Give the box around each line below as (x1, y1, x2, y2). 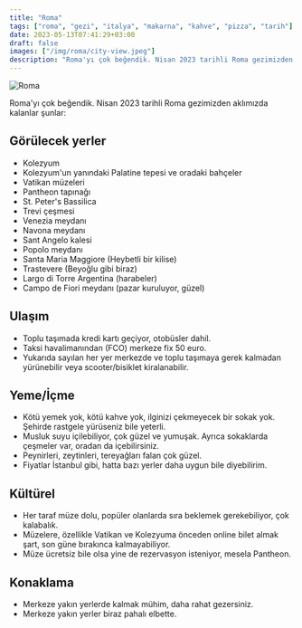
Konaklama (9, 575, 74, 590)
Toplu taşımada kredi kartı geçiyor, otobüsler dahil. (22, 332, 212, 344)
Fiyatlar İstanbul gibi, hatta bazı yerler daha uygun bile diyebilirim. (22, 460, 268, 471)
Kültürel (9, 486, 56, 501)
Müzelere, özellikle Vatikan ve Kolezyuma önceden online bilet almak (22, 529, 278, 540)
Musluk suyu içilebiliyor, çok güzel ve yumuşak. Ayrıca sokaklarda (22, 431, 269, 442)
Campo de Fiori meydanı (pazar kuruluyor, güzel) (22, 282, 205, 293)
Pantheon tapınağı (22, 186, 91, 197)
